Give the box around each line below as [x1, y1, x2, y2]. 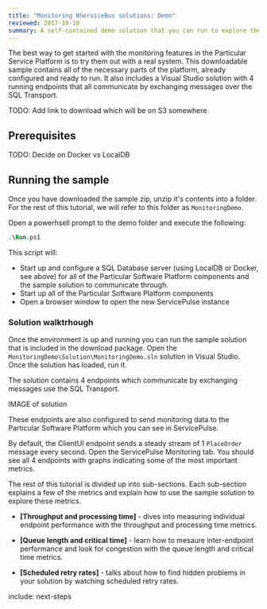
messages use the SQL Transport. [8, 384, 120, 394]
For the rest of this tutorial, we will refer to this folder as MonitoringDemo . [8, 203, 244, 211]
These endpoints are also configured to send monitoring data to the [8, 415, 230, 425]
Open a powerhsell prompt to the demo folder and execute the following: [8, 218, 246, 227]
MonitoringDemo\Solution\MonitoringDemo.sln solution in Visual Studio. [8, 351, 241, 362]
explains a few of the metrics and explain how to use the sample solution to [8, 488, 255, 498]
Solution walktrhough [8, 316, 94, 328]
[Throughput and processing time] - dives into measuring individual [19, 512, 245, 522]
